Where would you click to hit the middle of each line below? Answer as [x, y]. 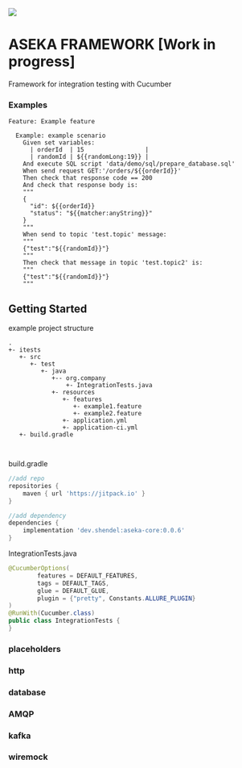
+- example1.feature [107, 407]
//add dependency [37, 515]
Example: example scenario [61, 136]
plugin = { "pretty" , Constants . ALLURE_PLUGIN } [117, 598]
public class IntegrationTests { [64, 621]
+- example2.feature [107, 414]
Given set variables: [59, 143]
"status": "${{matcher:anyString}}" [91, 214]
